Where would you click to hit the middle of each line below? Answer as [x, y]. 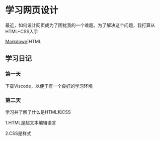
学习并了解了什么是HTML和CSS [38, 112]
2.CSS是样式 [18, 133]
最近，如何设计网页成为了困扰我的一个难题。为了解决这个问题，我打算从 [80, 25]
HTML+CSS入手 [22, 31]
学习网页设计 [32, 10]
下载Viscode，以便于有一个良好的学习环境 [49, 86]
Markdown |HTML [23, 41]
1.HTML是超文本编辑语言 [31, 122]
